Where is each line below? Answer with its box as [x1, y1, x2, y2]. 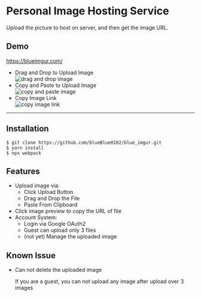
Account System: [14, 214, 58, 221]
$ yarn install [6, 145, 44, 151]
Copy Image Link [14, 94, 57, 101]
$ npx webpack [6, 150, 42, 156]
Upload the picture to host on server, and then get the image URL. [6, 24, 169, 31]
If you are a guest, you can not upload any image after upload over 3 [14, 278, 184, 285]
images [14, 284, 33, 292]
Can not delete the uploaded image [14, 266, 102, 274]
